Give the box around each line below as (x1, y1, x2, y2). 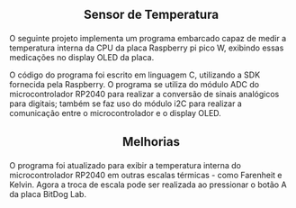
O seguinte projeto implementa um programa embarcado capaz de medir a (9, 33, 287, 44)
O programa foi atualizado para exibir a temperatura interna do (9, 159, 241, 170)
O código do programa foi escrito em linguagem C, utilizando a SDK (9, 69, 261, 80)
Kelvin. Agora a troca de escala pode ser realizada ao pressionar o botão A (9, 179, 287, 190)
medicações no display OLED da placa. (9, 52, 155, 63)
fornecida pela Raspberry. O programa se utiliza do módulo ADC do (9, 79, 259, 90)
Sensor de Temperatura (84, 7, 219, 23)
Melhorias (121, 134, 180, 149)
